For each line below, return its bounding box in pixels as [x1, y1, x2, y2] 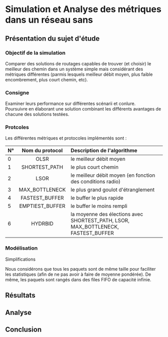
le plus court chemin [70, 164, 119, 171]
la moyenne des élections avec [70, 211, 143, 218]
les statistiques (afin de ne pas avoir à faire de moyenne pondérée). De [5, 271, 151, 277]
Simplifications [5, 256, 36, 262]
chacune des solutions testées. [5, 111, 69, 118]
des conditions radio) [70, 178, 121, 185]
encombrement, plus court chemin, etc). [5, 76, 88, 82]
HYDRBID [31, 220, 53, 227]
